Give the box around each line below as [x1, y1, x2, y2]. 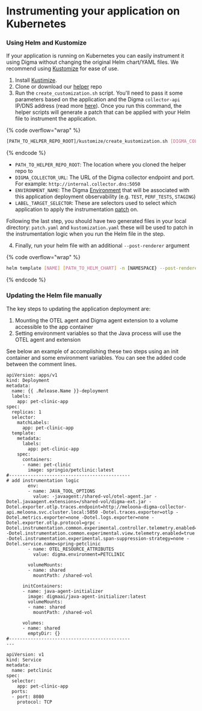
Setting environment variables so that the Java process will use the [14, 330, 182, 337]
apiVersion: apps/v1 [6, 372, 58, 378]
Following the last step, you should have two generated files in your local [6, 218, 186, 225]
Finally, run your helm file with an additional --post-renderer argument [14, 242, 190, 249]
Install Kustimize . [14, 77, 57, 84]
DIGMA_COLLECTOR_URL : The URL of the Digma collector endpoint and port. [14, 174, 195, 181]
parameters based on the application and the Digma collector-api [14, 96, 180, 103]
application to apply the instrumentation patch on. [14, 206, 139, 213]
